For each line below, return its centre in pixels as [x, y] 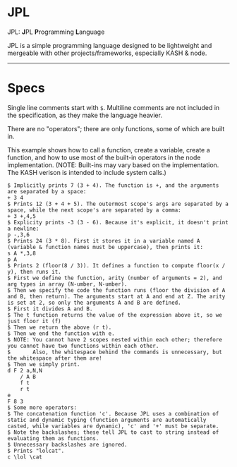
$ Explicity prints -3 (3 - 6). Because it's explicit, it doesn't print [118, 222]
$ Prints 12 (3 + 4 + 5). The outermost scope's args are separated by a [118, 204]
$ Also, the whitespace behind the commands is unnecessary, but [115, 352]
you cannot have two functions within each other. [83, 346]
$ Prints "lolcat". [36, 451]
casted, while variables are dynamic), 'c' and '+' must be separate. [113, 426]
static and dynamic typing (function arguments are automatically [107, 420]
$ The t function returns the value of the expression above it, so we [115, 315]
